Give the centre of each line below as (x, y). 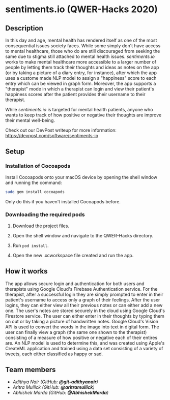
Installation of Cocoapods (38, 166)
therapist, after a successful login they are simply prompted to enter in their (84, 294)
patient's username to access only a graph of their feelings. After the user (83, 300)
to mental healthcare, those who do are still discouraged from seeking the (83, 51)
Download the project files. (41, 226)
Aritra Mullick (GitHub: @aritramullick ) (54, 387)
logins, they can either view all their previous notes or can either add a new (84, 305)
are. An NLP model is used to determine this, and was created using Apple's (85, 343)
